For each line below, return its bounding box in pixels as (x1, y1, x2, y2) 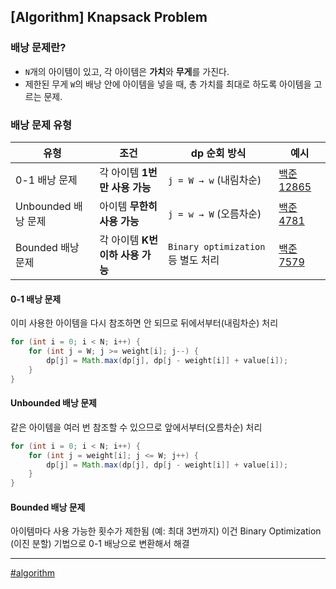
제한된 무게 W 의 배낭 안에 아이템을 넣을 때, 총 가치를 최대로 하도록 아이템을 (24, 78, 312, 90)
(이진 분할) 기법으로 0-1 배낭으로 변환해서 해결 (10, 538, 190, 550)
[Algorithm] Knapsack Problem (10, 9, 208, 26)
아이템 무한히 (99, 199, 158, 213)
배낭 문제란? (10, 41, 67, 55)
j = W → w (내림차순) (167, 173, 262, 187)
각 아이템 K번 (99, 233, 158, 247)
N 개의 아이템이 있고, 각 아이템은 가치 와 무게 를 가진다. (24, 65, 230, 77)
